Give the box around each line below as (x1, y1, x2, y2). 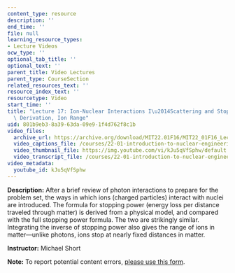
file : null (7, 29, 39, 37)
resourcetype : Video (7, 95, 68, 102)
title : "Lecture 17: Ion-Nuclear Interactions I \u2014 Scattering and (7, 108, 215, 115)
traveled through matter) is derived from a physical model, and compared (7, 208, 219, 216)
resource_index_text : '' (7, 88, 80, 95)
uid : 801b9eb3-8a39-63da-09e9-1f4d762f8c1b (7, 120, 136, 128)
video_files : (7, 127, 45, 134)
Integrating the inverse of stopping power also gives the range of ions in (7, 223, 215, 231)
